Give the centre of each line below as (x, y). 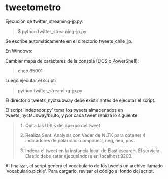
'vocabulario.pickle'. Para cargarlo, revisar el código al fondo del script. (80, 171)
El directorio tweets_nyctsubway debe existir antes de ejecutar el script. (80, 100)
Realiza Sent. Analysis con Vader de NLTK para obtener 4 (85, 135)
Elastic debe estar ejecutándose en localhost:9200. (79, 156)
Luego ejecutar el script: (31, 80)
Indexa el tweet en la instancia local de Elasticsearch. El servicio (92, 150)
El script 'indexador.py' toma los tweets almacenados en (64, 110)
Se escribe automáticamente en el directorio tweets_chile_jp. (69, 41)
